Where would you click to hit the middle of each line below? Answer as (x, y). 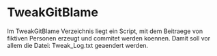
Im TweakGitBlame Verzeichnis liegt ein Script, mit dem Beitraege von (105, 31)
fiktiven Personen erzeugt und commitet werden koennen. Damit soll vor (109, 38)
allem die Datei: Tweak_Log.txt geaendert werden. (78, 45)
